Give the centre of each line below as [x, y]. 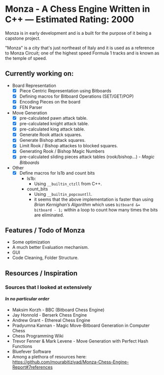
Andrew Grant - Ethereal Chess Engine [51, 320]
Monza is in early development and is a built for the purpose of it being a [78, 33]
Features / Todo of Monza [45, 230]
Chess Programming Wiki [38, 336]
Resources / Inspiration [41, 273]
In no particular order [27, 299]
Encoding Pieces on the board [50, 102]
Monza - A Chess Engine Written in [78, 9]
